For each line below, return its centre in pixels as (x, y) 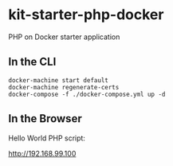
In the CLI (32, 62)
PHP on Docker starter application (64, 37)
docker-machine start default (59, 80)
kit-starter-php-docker (86, 15)
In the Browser (45, 119)
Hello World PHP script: (47, 138)
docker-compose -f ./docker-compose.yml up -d (87, 94)
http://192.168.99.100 (42, 153)
